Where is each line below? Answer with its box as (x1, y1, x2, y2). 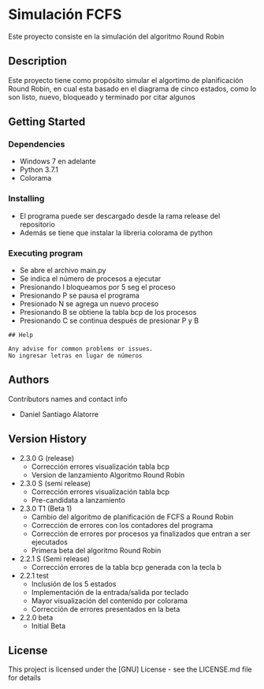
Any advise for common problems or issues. (8, 345, 154, 353)
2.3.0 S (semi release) (19, 478, 91, 488)
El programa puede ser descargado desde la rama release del (19, 211, 221, 220)
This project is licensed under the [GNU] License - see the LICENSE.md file (8, 665, 252, 674)
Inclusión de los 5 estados (31, 579, 117, 589)
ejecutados (31, 537, 69, 546)
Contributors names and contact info (8, 394, 128, 403)
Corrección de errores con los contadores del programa (31, 520, 214, 530)
